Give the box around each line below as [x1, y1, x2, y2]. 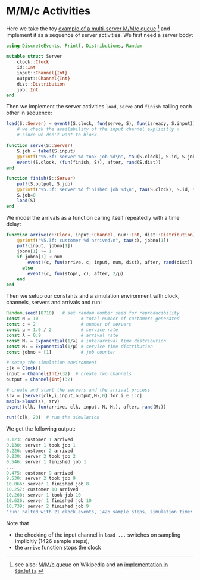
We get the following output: [6, 425, 76, 432]
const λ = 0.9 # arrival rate [6, 332, 118, 338]
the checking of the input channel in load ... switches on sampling [14, 531, 181, 538]
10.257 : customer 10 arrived [6, 487, 79, 492]
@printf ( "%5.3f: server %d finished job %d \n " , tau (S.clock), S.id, [17, 186, 190, 193]
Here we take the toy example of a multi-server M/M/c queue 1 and [6, 24, 170, 32]
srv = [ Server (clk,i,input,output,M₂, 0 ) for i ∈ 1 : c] [6, 392, 143, 398]
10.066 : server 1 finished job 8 [6, 481, 89, 487]
